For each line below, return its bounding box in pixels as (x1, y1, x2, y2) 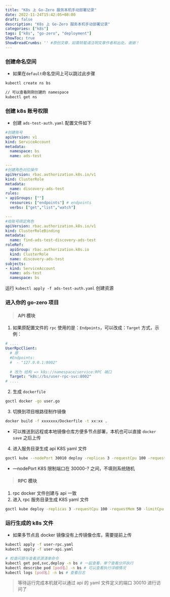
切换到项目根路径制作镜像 (12, 409, 66, 415)
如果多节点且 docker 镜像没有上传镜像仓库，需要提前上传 (12, 532, 132, 538)
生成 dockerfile (12, 388, 46, 395)
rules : (5, 191, 19, 196)
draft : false (5, 17, 33, 22)
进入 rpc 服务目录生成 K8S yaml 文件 (12, 497, 89, 503)
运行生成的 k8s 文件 (5, 520, 54, 527)
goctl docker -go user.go (5, 399, 60, 404)
